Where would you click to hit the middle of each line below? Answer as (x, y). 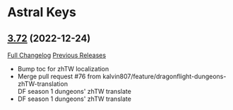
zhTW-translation (43, 84)
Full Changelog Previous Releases (57, 55)
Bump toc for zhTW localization (63, 69)
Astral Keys (42, 12)
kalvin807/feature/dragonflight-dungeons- (165, 76)
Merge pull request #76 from (59, 76)
